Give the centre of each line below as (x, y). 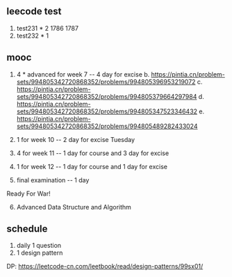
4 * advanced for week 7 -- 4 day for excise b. (83, 74)
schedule (27, 229)
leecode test (34, 11)
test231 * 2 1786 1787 (48, 28)
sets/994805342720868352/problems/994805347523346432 (107, 111)
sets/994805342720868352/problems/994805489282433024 (107, 126)
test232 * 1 (33, 35)
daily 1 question (39, 246)
